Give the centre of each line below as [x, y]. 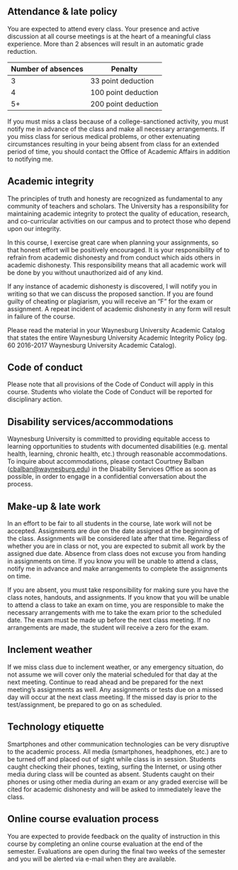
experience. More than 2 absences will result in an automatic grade [106, 44]
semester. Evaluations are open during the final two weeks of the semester [117, 851]
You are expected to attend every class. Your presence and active [103, 28]
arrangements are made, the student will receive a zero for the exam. [108, 628]
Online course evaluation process [83, 819]
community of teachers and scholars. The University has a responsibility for [118, 206]
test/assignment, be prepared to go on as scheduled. [85, 704]
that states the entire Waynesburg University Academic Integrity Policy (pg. [117, 338]
